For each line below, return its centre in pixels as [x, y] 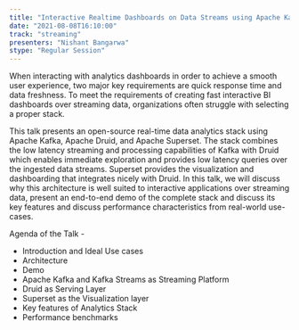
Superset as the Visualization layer [85, 299]
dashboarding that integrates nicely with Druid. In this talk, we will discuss [145, 178]
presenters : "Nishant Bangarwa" [69, 42]
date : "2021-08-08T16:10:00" [63, 26]
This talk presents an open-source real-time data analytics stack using [139, 131]
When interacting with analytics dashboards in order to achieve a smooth [143, 76]
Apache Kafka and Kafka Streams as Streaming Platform [125, 280]
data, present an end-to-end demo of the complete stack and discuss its [142, 198]
